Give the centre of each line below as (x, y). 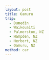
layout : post (18, 9)
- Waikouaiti (22, 28)
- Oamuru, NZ (22, 45)
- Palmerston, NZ (27, 32)
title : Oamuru (19, 14)
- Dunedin (19, 23)
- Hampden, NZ (23, 37)
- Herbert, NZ (23, 41)
